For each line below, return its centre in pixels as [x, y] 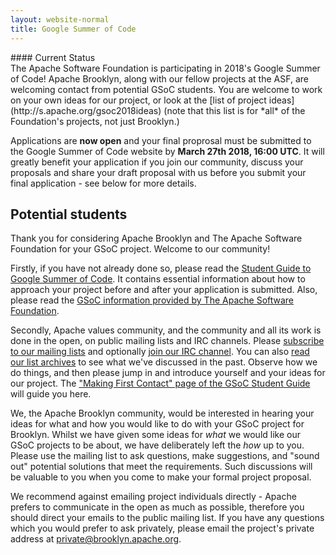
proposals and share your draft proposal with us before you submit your [158, 172]
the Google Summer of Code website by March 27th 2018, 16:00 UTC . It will [167, 151]
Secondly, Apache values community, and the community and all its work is [166, 330]
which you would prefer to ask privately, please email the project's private [162, 528]
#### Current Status [53, 57]
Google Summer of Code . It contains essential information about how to [158, 279]
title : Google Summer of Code [73, 29]
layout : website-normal [60, 19]
